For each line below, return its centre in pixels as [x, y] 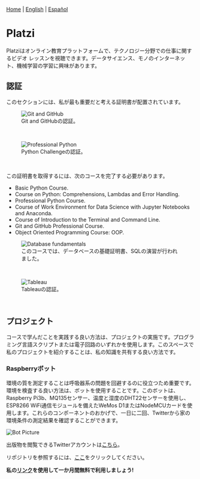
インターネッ [169, 58]
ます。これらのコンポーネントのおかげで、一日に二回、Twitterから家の [103, 413]
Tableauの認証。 [42, 289]
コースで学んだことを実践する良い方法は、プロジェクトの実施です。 [90, 337]
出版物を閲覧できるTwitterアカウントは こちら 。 [65, 444]
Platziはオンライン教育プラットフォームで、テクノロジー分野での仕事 [91, 50]
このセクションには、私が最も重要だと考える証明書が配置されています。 [95, 102]
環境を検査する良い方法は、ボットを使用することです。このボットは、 [93, 390]
